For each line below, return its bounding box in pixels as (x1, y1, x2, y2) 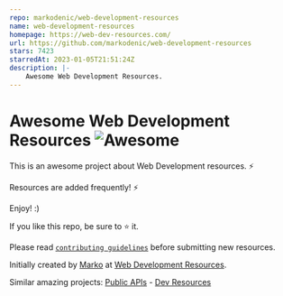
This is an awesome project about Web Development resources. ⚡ (9, 160, 254, 171)
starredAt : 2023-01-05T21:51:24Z (9, 55, 135, 64)
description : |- (9, 64, 70, 73)
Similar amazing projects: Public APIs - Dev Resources (9, 276, 212, 287)
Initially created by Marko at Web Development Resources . (9, 259, 227, 270)
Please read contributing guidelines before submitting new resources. (9, 241, 277, 253)
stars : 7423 (9, 47, 54, 56)
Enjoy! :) (9, 202, 41, 213)
